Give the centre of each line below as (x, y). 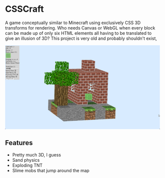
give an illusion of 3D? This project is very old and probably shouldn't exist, (81, 38)
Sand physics (26, 160)
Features (19, 143)
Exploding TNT (27, 165)
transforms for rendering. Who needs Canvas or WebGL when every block (80, 28)
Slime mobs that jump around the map (51, 170)
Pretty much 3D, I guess (37, 155)
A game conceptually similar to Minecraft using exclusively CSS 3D (73, 23)
